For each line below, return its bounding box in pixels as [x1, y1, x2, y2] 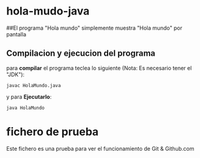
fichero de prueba [6, 125, 99, 139]
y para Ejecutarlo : [6, 93, 52, 100]
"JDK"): [6, 71, 25, 78]
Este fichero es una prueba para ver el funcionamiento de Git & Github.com [6, 145, 195, 152]
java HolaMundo [6, 105, 45, 111]
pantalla [6, 30, 26, 38]
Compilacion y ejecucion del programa [6, 48, 156, 59]
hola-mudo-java [6, 4, 90, 18]
